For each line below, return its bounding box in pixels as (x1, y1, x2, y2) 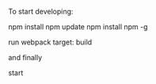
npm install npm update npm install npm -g (8, 22, 148, 31)
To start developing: (8, 7, 74, 16)
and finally (8, 53, 43, 62)
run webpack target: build (8, 37, 93, 47)
